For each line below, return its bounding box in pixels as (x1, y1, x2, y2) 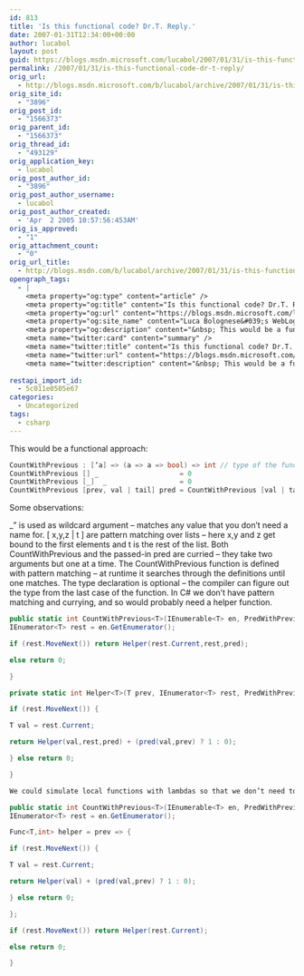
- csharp (17, 418, 51, 427)
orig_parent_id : (9, 123, 71, 132)
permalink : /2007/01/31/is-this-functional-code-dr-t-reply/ (9, 64, 245, 73)
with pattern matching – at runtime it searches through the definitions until (9, 568, 286, 579)
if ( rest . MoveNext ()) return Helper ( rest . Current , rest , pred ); (9, 639, 249, 649)
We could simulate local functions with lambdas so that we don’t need (9, 786, 285, 795)
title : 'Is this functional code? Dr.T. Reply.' (9, 22, 196, 31)
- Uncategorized (17, 401, 79, 411)
